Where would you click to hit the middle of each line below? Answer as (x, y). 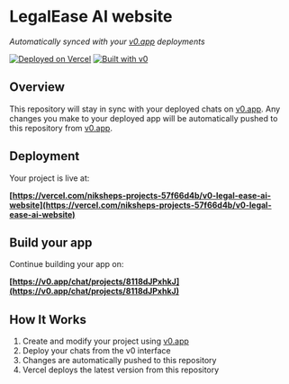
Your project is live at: (50, 178)
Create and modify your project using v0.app (105, 341)
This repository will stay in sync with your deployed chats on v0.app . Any (145, 109)
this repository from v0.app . (61, 128)
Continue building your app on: (67, 264)
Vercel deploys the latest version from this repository (121, 370)
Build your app (51, 242)
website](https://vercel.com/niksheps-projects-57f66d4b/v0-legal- (140, 205)
